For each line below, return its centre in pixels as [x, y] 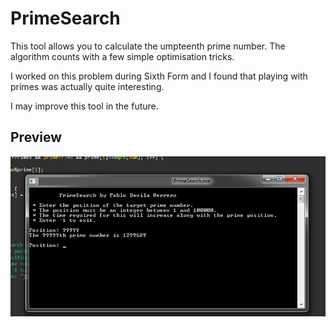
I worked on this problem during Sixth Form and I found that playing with [159, 76]
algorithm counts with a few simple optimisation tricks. [122, 56]
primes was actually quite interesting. [87, 86]
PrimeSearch [65, 18]
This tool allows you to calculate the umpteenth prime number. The [148, 46]
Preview [36, 137]
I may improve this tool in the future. [84, 106]
